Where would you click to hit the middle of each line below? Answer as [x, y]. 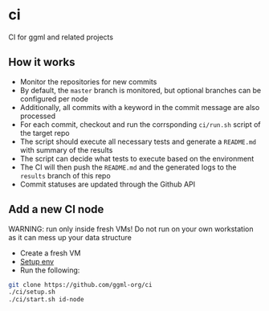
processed [38, 116]
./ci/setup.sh [32, 292]
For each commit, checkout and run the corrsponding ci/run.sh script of [140, 124]
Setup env [37, 261]
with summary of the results [66, 149]
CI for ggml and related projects [61, 37]
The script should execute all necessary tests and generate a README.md [138, 141]
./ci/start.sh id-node [46, 300]
